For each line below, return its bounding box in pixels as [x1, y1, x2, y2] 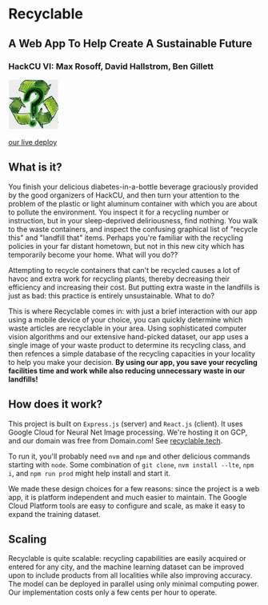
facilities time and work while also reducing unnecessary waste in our [8, 366, 246, 375]
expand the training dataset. [8, 509, 102, 519]
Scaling [8, 532, 47, 546]
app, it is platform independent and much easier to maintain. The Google [8, 492, 247, 502]
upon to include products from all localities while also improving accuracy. [8, 571, 253, 580]
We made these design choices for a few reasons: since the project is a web [8, 483, 260, 493]
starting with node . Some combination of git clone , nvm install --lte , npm [8, 459, 254, 469]
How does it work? [8, 398, 103, 411]
